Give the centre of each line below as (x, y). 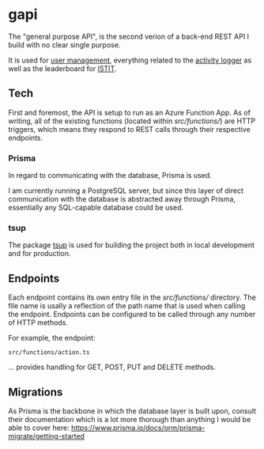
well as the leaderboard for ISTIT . (62, 68)
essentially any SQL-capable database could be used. (96, 208)
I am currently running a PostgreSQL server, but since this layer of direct (126, 191)
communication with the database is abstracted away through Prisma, (122, 199)
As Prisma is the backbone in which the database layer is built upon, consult (132, 411)
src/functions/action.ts (49, 353)
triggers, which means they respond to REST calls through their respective (129, 129)
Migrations (36, 392)
